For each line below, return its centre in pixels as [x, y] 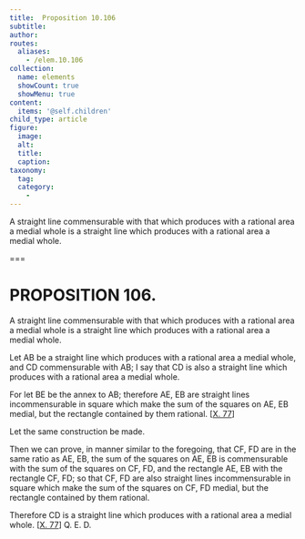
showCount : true [48, 86]
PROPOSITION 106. [83, 295]
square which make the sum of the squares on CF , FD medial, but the [139, 487]
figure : [24, 128]
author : [24, 35]
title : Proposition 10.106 [63, 18]
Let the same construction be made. [77, 431]
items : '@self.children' [65, 111]
